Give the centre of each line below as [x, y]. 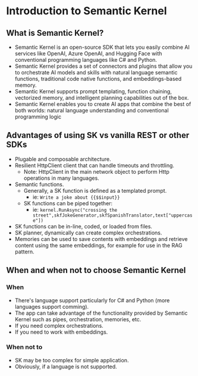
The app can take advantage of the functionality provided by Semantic [101, 313]
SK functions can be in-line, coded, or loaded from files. [84, 226]
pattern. [24, 252]
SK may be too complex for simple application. [72, 360]
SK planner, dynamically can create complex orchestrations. [88, 233]
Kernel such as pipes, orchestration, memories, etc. [78, 319]
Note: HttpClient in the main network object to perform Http [96, 171]
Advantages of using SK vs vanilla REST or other [98, 135]
